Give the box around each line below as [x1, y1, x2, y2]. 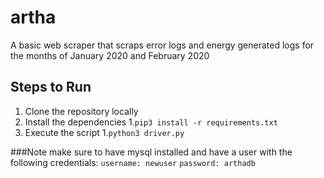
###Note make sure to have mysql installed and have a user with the [10, 146, 293, 158]
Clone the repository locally [24, 105, 139, 117]
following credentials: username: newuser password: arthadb [10, 156, 256, 168]
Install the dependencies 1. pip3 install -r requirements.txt [24, 116, 278, 128]
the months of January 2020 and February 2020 [10, 49, 210, 61]
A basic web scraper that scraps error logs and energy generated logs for [10, 39, 315, 51]
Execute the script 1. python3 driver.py [24, 126, 185, 138]
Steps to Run [10, 79, 92, 96]
